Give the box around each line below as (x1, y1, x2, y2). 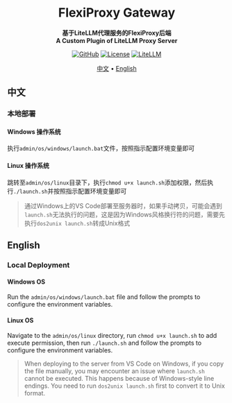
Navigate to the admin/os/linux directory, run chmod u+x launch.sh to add (7, 332, 217, 340)
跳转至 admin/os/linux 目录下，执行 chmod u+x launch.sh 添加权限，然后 (7, 178, 208, 187)
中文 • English (97, 64, 137, 72)
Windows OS (7, 277, 46, 286)
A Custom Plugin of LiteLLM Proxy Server (56, 36, 178, 44)
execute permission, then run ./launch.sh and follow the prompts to (7, 338, 202, 348)
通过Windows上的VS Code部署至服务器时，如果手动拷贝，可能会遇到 (24, 201, 222, 209)
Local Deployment (7, 260, 70, 270)
